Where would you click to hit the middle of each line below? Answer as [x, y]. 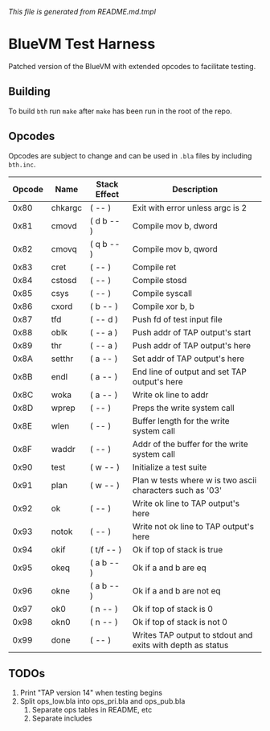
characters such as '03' [177, 490]
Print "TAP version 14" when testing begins [91, 693]
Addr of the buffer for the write [190, 444]
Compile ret [154, 267]
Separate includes [62, 718]
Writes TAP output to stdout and [192, 634]
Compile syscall [162, 293]
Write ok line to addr [170, 395]
